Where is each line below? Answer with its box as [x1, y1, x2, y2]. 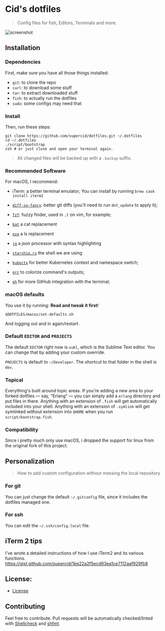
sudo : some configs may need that [12, 100, 82, 106]
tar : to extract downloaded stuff [12, 90, 78, 96]
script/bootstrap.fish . [5, 414, 53, 420]
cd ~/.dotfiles [5, 137, 36, 143]
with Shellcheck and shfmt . [5, 621, 61, 627]
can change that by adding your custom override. [5, 349, 105, 355]
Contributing [5, 602, 45, 611]
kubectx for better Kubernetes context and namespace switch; [12, 259, 139, 265]
